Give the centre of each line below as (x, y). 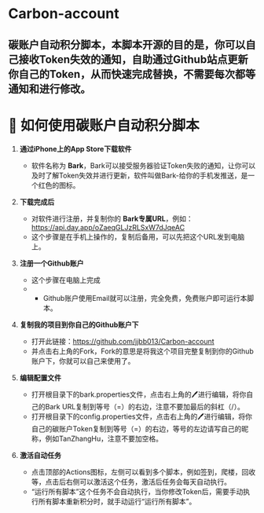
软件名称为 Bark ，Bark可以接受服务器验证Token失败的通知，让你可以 (143, 165)
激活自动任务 (40, 455)
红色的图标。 (59, 185)
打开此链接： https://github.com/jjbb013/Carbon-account (123, 341)
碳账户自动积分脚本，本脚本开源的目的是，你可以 (127, 44)
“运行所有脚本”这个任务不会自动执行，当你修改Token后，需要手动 (137, 491)
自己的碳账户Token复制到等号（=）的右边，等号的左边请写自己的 (136, 428)
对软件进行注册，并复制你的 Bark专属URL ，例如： (112, 218)
